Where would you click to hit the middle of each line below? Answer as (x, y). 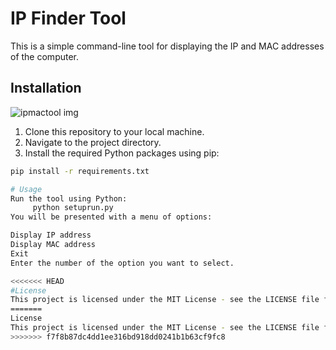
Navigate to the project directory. (93, 142)
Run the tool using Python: (69, 198)
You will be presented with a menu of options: (111, 217)
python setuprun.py (73, 208)
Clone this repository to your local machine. (114, 131)
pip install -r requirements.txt (80, 171)
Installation (46, 88)
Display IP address (51, 235)
